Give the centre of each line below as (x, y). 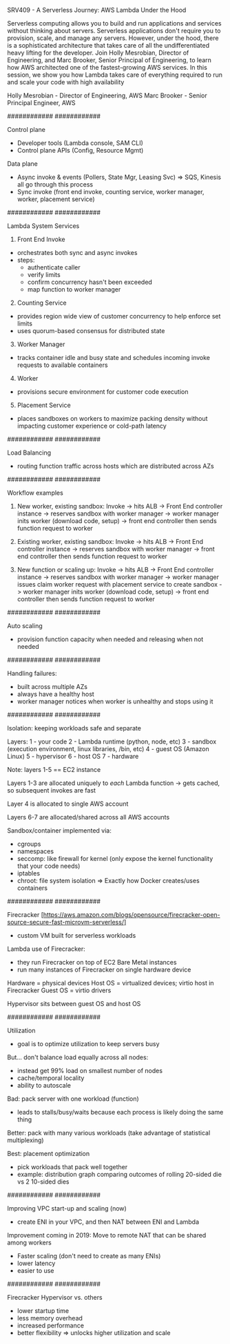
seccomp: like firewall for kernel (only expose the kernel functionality (115, 859)
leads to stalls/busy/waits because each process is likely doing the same (120, 1112)
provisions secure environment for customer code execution (103, 392)
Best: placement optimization (49, 1154)
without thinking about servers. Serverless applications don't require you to (114, 31)
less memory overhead (50, 1318)
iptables (28, 873)
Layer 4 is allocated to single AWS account (68, 804)
